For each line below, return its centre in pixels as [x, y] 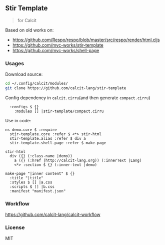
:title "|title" [26, 178]
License [15, 227]
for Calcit [27, 20]
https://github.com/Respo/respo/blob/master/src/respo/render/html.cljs [86, 40]
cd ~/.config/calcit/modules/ [37, 84]
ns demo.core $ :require [31, 130]
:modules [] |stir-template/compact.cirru [59, 111]
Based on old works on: [29, 30]
